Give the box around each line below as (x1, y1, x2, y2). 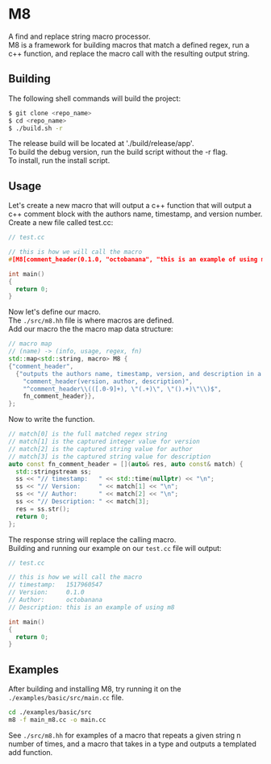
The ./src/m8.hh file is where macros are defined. (8, 315, 175, 325)
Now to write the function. (8, 415, 95, 424)
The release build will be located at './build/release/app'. (8, 139, 194, 148)
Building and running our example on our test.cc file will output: (8, 543, 222, 553)
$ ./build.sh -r (8, 124, 63, 132)
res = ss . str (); (15, 505, 70, 513)
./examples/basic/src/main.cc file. (8, 693, 124, 703)
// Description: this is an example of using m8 (8, 603, 175, 612)
